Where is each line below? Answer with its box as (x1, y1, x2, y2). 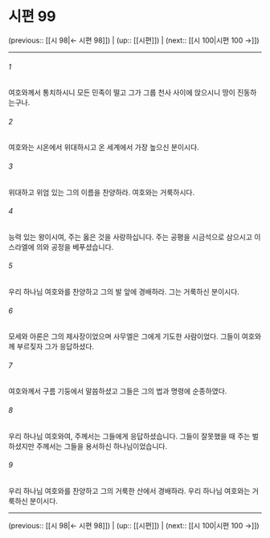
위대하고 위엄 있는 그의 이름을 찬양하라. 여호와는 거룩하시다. (8, 187, 195, 197)
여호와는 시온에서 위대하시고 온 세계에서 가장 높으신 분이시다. (8, 142, 199, 153)
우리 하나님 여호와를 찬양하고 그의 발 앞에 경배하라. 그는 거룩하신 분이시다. (8, 287, 239, 296)
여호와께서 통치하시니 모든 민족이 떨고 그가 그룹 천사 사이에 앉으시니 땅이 (8, 88, 235, 97)
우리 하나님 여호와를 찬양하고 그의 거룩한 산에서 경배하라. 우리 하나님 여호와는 (8, 486, 251, 495)
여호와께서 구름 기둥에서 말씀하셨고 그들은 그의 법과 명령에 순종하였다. (8, 386, 227, 396)
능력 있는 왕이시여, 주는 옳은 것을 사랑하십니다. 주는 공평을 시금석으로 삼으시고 (8, 232, 253, 242)
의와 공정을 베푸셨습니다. (35, 242, 114, 251)
